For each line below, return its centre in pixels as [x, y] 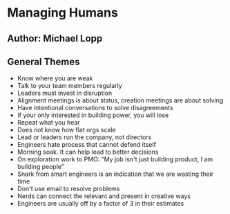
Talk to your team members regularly [69, 86]
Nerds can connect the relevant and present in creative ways [104, 196]
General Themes [44, 61]
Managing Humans [63, 13]
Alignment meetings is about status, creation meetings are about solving [120, 100]
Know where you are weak [55, 78]
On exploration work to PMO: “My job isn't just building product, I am [115, 159]
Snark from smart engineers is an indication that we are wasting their [115, 174]
